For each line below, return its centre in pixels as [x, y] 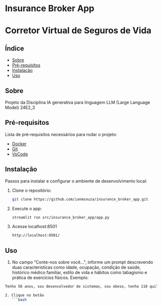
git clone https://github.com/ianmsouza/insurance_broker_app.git [80, 199]
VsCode [20, 154]
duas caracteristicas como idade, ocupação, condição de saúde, [76, 267]
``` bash [19, 300]
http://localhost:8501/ [36, 235]
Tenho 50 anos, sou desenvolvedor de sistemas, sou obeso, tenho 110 [76, 287]
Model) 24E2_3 [20, 107]
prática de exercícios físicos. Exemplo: [50, 278]
